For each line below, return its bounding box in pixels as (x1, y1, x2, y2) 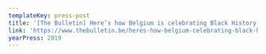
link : (8, 26, 26, 34)
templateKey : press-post (8, 11, 90, 20)
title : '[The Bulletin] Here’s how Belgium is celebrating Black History (8, 19, 257, 27)
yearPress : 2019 (8, 33, 62, 42)
